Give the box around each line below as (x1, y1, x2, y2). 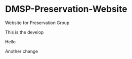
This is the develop (5, 29, 44, 35)
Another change (5, 48, 38, 54)
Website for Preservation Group (5, 20, 70, 26)
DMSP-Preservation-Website (5, 3, 128, 15)
